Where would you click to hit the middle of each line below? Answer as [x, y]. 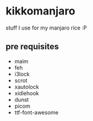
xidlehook [27, 93]
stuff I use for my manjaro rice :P [46, 28]
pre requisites [32, 47]
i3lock [22, 74]
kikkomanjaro [40, 11]
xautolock [27, 87]
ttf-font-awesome [36, 112]
